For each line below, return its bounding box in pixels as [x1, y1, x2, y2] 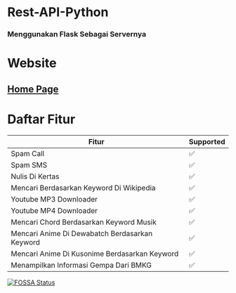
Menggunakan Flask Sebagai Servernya [7, 30, 146, 39]
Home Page [7, 83, 59, 95]
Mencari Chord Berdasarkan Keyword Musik [11, 217, 157, 227]
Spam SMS [11, 159, 48, 169]
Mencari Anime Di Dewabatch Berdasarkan [11, 228, 153, 238]
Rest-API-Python [7, 4, 109, 20]
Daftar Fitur [7, 111, 76, 127]
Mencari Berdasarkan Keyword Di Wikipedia [11, 183, 156, 193]
